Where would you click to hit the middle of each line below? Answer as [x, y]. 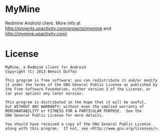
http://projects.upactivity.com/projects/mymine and [58, 28]
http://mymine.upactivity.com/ [36, 33]
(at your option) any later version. [44, 93]
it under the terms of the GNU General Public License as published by [81, 84]
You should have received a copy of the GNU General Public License [78, 124]
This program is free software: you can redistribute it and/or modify [81, 80]
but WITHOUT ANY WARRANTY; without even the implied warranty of [74, 106]
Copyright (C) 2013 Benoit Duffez [41, 71]
